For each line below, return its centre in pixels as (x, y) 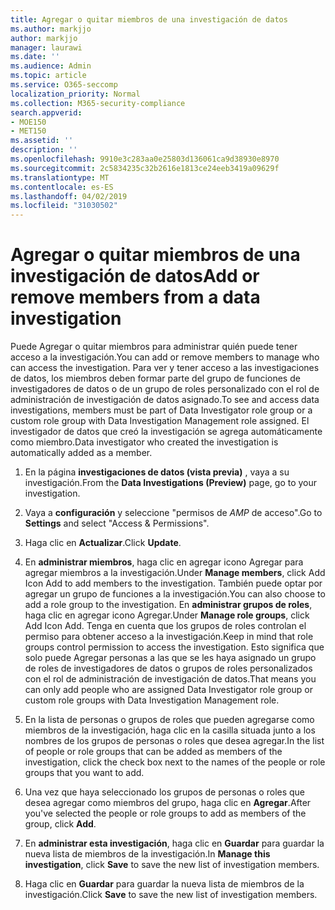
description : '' (44, 150)
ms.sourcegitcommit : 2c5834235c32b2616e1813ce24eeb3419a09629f (145, 168)
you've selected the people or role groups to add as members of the (165, 813)
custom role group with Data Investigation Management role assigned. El (160, 421)
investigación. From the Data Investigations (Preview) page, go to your (171, 483)
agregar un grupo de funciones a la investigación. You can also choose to (175, 594)
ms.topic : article (48, 76)
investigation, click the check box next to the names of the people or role (175, 762)
